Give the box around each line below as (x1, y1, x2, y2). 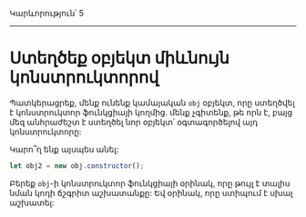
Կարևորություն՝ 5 (9, 8, 85, 18)
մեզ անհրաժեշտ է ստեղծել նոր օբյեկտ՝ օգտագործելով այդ (9, 116, 258, 127)
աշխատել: (9, 197, 55, 208)
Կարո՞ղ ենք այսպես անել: (9, 143, 119, 154)
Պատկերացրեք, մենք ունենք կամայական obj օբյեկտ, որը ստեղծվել (9, 97, 295, 108)
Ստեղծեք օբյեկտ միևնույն (9, 48, 229, 69)
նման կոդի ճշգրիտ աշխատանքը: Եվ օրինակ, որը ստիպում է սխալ (9, 187, 293, 198)
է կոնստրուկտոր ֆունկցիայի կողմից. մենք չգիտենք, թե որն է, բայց (9, 106, 293, 117)
